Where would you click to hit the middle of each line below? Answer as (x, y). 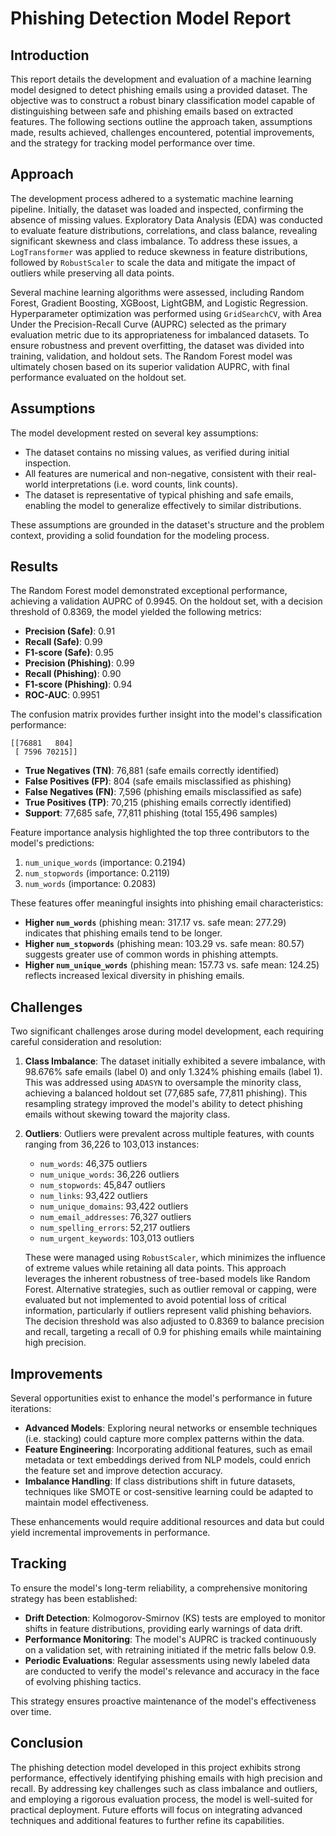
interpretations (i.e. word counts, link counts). (144, 484)
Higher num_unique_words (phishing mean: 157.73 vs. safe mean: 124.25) (172, 965)
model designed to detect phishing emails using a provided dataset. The (159, 90)
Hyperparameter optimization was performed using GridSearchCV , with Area (166, 313)
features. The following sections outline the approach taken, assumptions (161, 121)
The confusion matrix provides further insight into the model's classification (166, 714)
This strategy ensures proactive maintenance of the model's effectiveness (163, 1701)
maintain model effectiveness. (87, 1503)
